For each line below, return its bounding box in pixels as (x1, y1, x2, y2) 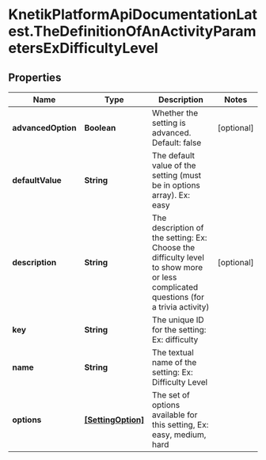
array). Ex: (151, 190, 190, 200)
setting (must (151, 170, 202, 181)
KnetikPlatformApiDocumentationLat (8, 6, 258, 24)
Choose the (151, 242, 196, 253)
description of (151, 222, 204, 233)
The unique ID (151, 314, 204, 325)
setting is (151, 117, 186, 128)
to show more (151, 262, 203, 272)
